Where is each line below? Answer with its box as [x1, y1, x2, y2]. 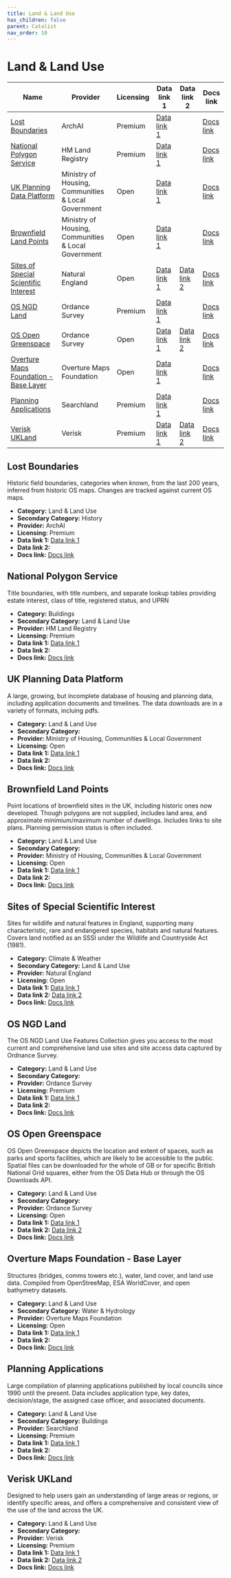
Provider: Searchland [16, 1424, 78, 1432]
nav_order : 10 [7, 29, 48, 36]
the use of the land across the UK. [7, 1506, 104, 1515]
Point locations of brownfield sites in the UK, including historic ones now [7, 801, 212, 810]
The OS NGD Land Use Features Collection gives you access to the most [7, 1037, 213, 1045]
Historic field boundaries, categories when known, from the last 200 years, [7, 479, 219, 487]
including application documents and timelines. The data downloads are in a [7, 699, 223, 707]
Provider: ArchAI [16, 521, 65, 529]
